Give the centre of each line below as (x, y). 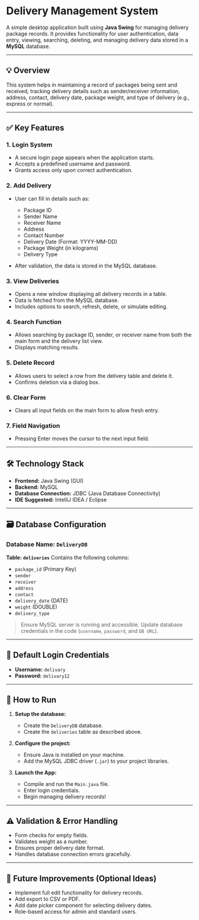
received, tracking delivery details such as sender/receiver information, (93, 91)
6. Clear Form (26, 397)
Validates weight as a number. (51, 842)
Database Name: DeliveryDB (47, 545)
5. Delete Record (31, 363)
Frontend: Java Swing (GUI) (49, 481)
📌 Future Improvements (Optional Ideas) (81, 878)
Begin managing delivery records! (65, 797)
